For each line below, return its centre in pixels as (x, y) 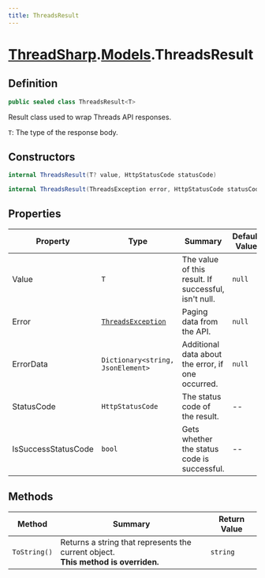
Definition (33, 84)
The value (200, 259)
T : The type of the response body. (63, 132)
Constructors (42, 157)
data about (202, 354)
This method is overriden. (110, 561)
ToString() (32, 552)
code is (195, 459)
